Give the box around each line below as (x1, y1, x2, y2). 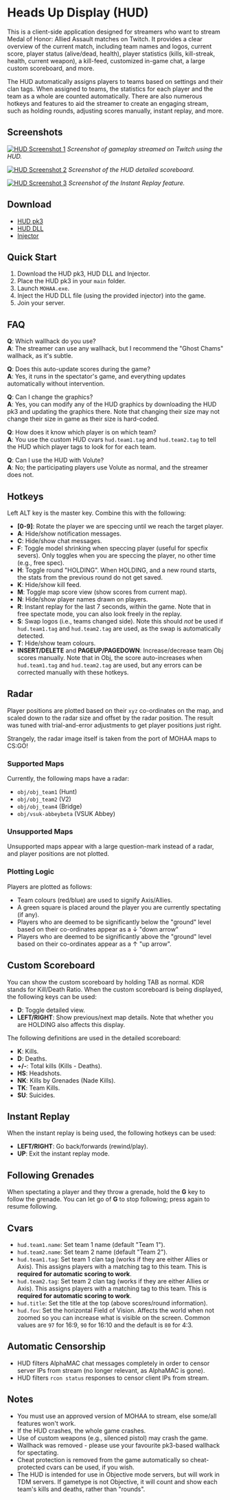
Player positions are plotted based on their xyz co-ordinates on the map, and (7, 706, 224, 714)
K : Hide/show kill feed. (16, 581, 82, 588)
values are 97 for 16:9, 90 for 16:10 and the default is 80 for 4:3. (16, 1321, 194, 1329)
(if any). (16, 910, 40, 918)
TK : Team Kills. (16, 1083, 60, 1092)
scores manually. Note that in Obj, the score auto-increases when (16, 654, 203, 661)
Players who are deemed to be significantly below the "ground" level (16, 918, 211, 926)
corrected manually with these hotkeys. (16, 668, 129, 676)
